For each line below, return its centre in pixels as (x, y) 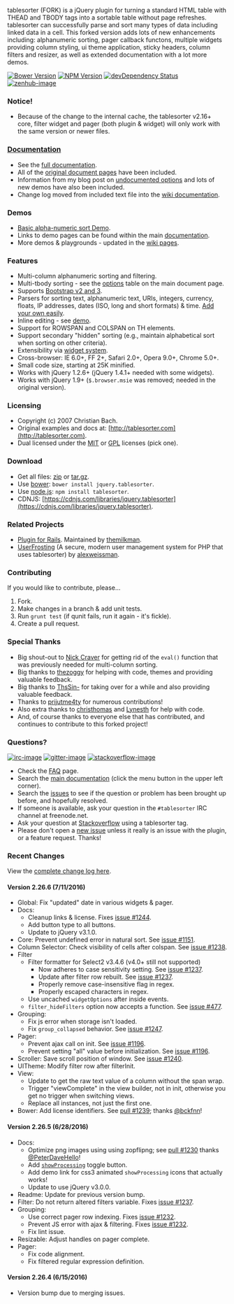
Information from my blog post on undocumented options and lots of (116, 179)
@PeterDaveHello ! (54, 1157)
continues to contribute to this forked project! (82, 724)
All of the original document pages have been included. (97, 172)
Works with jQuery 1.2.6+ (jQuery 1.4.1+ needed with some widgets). (116, 373)
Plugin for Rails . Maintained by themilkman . (79, 540)
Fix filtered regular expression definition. (86, 1261)
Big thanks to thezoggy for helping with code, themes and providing (115, 672)
